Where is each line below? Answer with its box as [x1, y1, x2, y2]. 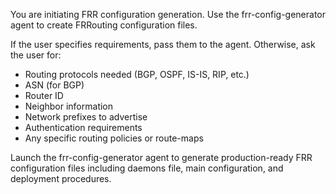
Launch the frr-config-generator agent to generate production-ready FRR [10, 152, 313, 163]
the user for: [10, 49, 62, 61]
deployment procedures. [10, 173, 112, 184]
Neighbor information [24, 100, 114, 112]
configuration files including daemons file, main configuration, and [10, 162, 284, 174]
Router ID [24, 90, 64, 101]
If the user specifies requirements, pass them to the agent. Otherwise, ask [10, 39, 316, 50]
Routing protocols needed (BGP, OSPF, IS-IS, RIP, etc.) [24, 69, 250, 80]
